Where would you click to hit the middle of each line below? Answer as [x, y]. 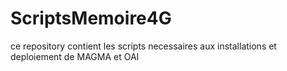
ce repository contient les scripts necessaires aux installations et [143, 46]
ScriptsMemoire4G [91, 18]
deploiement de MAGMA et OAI [75, 56]
